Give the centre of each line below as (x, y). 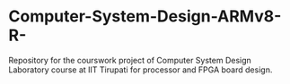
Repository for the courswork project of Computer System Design (130, 60)
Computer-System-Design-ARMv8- (145, 17)
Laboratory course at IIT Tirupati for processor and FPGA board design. (141, 70)
